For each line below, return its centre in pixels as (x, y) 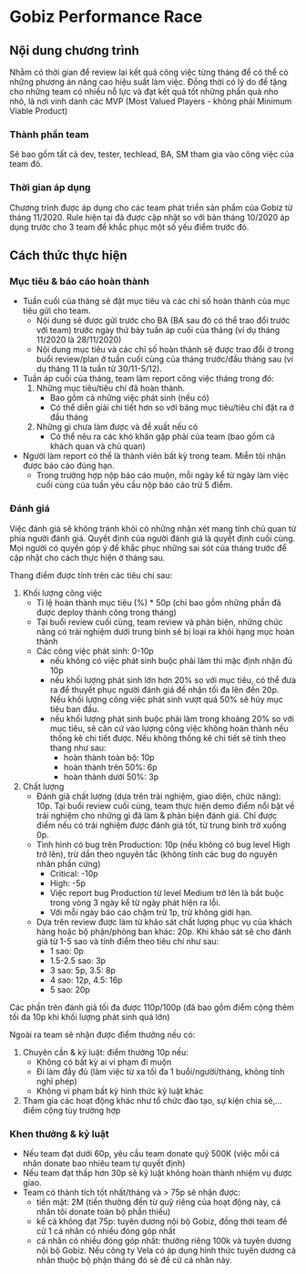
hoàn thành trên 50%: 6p (110, 767)
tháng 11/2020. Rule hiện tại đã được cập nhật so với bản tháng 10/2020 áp (149, 217)
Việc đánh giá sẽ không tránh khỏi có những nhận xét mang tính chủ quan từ (153, 528)
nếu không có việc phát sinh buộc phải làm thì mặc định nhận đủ (171, 660)
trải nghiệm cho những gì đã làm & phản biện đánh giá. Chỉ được (157, 815)
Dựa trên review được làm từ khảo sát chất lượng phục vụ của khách (164, 922)
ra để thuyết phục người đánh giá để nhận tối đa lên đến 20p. (164, 689)
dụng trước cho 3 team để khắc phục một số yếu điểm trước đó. (129, 227)
